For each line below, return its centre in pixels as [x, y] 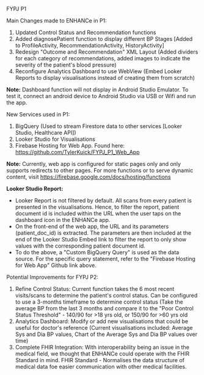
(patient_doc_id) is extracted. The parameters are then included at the [103, 233]
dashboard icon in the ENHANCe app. [63, 220]
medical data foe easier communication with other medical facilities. [101, 366]
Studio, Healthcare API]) [46, 133]
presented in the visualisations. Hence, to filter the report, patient [97, 207]
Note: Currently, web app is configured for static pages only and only [94, 164]
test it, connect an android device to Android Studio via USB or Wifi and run [101, 96]
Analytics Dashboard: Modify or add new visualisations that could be [102, 321]
